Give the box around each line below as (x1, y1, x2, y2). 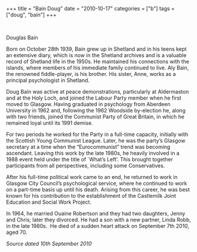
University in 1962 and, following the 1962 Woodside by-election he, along (6, 107, 186, 114)
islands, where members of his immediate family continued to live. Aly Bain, (6, 64, 189, 71)
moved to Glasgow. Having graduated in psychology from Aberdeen (6, 101, 171, 108)
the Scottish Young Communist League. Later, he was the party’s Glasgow (6, 137, 186, 144)
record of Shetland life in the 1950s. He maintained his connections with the (6, 58, 189, 65)
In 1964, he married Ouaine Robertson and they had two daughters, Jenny (6, 210, 185, 217)
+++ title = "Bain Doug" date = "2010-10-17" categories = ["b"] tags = (6, 5, 175, 12)
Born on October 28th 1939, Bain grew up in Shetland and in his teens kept (6, 45, 187, 52)
